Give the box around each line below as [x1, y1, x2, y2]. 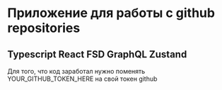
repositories [7, 20, 81, 36]
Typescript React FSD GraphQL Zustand [7, 48, 187, 60]
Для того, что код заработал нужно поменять [7, 67, 146, 75]
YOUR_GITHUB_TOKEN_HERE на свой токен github [7, 74, 158, 83]
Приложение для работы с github [7, 5, 216, 21]
